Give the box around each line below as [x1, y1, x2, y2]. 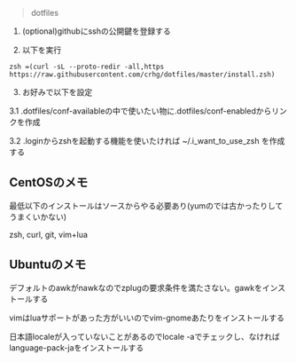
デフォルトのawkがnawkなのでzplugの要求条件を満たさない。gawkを [9, 282, 263, 293]
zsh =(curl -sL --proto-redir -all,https [9, 62, 165, 71]
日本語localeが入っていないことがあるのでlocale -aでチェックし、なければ [9, 331, 281, 342]
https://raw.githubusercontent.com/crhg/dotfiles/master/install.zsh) [9, 70, 276, 79]
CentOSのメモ [9, 175, 89, 190]
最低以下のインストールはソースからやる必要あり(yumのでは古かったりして [9, 200, 284, 211]
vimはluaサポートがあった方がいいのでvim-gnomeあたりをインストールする [9, 312, 285, 323]
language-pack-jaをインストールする [9, 342, 144, 353]
